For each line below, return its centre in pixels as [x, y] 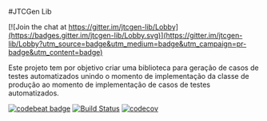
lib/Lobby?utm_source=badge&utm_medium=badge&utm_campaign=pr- [128, 44]
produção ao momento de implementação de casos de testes [109, 84]
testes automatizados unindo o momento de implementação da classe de [129, 76]
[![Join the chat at [38, 27]
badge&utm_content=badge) [56, 52]
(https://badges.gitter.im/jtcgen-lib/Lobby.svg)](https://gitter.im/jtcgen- [126, 35]
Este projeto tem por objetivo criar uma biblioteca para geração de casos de [133, 68]
